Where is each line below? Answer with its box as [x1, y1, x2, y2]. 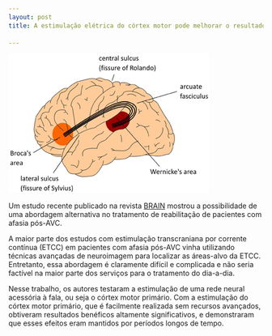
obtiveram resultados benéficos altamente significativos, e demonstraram [8, 310, 255, 320]
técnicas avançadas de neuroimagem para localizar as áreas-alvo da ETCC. [8, 251, 261, 261]
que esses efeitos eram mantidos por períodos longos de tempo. [8, 318, 224, 328]
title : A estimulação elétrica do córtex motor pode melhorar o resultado [8, 21, 266, 30]
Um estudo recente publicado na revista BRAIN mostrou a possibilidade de [8, 201, 257, 211]
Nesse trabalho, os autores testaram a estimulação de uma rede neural [8, 284, 245, 294]
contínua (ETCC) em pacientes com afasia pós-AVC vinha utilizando [8, 243, 236, 253]
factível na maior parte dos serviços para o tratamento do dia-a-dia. [8, 268, 235, 279]
